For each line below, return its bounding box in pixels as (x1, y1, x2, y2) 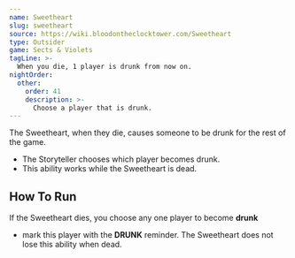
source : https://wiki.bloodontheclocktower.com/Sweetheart (9, 29, 232, 38)
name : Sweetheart (9, 12, 74, 22)
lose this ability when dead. (21, 239, 122, 250)
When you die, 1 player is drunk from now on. (17, 63, 192, 72)
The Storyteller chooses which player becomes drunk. (21, 154, 221, 164)
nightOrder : (9, 71, 53, 80)
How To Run (9, 189, 77, 204)
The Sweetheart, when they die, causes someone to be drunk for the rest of (9, 127, 286, 138)
